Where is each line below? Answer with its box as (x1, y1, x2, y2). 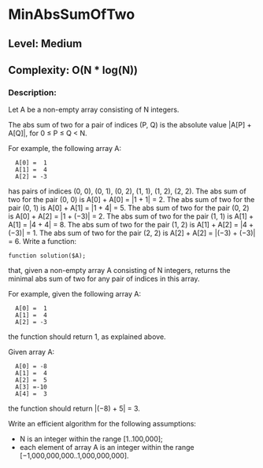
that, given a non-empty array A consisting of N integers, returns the (8, 266, 231, 275)
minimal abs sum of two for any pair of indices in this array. (8, 274, 200, 284)
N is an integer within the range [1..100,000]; (19, 434, 163, 444)
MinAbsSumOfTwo (8, 6, 135, 24)
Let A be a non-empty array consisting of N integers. (8, 105, 180, 115)
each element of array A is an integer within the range (19, 443, 194, 452)
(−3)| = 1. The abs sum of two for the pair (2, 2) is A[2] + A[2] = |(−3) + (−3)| (8, 228, 256, 238)
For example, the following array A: (8, 144, 122, 153)
